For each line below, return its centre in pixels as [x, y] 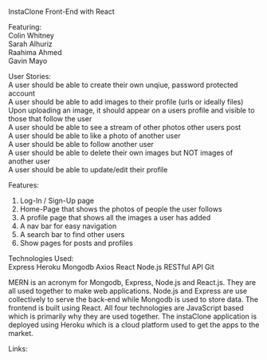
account [22, 93]
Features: [24, 185]
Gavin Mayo [28, 61]
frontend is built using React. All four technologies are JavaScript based [126, 308]
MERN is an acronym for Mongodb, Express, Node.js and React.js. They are [132, 282]
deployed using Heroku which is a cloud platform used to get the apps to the [134, 325]
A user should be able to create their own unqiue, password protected [123, 85]
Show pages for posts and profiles [76, 243]
